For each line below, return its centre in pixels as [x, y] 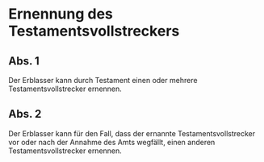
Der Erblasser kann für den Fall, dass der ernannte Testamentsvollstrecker [132, 133]
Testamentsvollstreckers [94, 31]
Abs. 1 [24, 61]
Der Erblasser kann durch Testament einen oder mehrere [103, 80]
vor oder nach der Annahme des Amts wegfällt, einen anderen [112, 142]
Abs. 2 [25, 114]
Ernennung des [61, 14]
